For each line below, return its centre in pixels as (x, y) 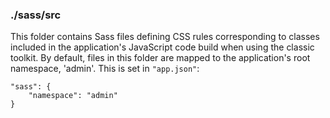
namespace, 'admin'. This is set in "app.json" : (105, 69)
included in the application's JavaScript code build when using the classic (162, 47)
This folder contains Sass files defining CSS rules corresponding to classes (165, 37)
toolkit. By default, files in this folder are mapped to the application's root (160, 58)
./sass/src (36, 15)
